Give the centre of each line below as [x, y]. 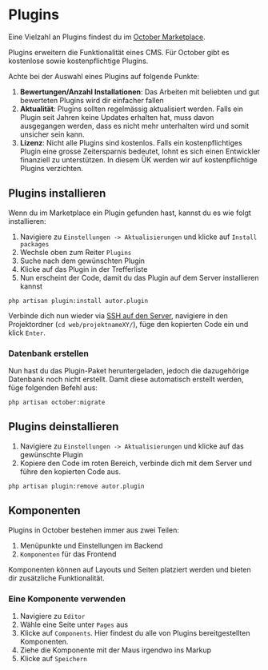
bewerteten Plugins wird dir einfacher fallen [92, 100]
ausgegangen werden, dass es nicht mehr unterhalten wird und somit [134, 126]
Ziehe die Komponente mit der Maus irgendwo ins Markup [116, 650]
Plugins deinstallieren [64, 427]
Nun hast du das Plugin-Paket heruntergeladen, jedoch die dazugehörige [129, 371]
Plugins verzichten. [52, 168]
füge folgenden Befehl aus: [53, 388]
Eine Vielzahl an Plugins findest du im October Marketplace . [107, 37]
